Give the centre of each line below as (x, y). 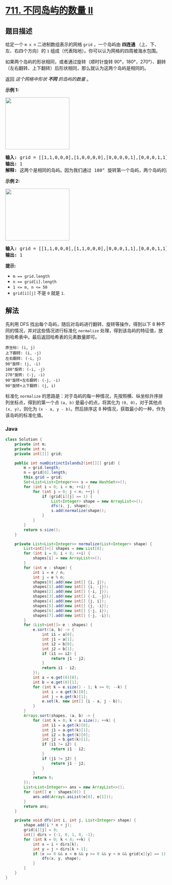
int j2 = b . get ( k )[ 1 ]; (66, 740)
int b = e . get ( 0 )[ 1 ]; (56, 682)
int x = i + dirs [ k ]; (56, 844)
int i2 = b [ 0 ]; (58, 644)
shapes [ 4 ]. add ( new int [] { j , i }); (69, 601)
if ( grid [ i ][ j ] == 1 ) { (67, 496)
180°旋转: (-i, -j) (25, 369)
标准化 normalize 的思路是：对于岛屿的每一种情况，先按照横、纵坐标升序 (82, 396)
